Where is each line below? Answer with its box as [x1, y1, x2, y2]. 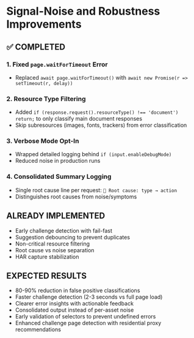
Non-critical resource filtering [15, 240, 90, 247]
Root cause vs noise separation [15, 246, 95, 254]
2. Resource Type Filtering [6, 94, 86, 103]
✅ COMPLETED [6, 42, 66, 52]
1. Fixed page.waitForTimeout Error [6, 60, 108, 69]
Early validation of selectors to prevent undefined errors [15, 313, 156, 320]
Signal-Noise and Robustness [6, 4, 160, 18]
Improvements [6, 17, 82, 31]
